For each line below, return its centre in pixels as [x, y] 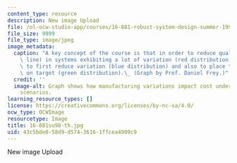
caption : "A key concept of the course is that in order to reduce [115, 54]
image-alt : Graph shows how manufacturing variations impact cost [113, 86]
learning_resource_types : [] [50, 99]
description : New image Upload [53, 20]
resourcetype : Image [38, 119]
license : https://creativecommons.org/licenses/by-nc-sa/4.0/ [101, 106]
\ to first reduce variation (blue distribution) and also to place [123, 66]
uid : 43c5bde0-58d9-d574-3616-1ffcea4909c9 [72, 132]
